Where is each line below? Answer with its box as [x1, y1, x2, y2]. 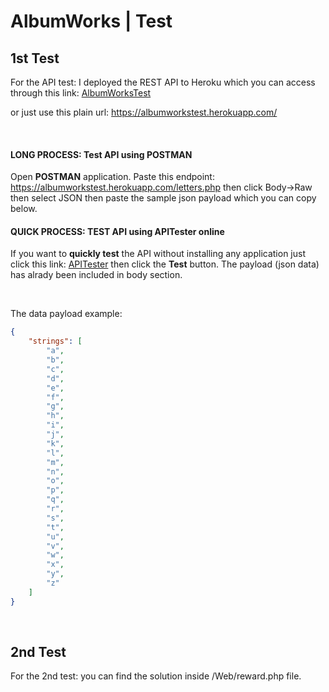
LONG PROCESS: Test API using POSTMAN [10, 148, 193, 160]
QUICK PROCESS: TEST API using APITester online [10, 225, 225, 237]
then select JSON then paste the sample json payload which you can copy [10, 192, 317, 204]
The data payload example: [10, 308, 123, 320]
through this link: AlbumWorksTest [10, 87, 152, 99]
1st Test [10, 50, 60, 67]
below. [10, 203, 38, 215]
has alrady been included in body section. [10, 269, 183, 281]
